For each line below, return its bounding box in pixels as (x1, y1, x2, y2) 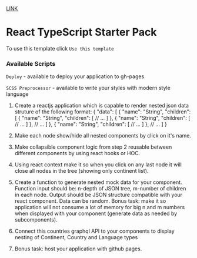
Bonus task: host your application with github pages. (14, 245, 142, 252)
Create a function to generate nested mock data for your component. (14, 179, 182, 186)
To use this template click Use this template (6, 45, 114, 52)
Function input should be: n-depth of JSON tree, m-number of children (14, 185, 186, 192)
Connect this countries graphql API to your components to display (14, 227, 175, 234)
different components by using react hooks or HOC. (14, 150, 141, 157)
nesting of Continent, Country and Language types (14, 234, 138, 241)
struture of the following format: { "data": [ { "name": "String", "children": (14, 108, 191, 115)
